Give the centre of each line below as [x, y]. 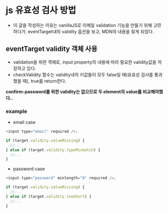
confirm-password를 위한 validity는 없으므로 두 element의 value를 [74, 92]
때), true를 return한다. [45, 81]
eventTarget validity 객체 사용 [52, 49]
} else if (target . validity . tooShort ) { [49, 196]
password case [29, 169]
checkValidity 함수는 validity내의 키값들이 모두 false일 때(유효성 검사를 [83, 75]
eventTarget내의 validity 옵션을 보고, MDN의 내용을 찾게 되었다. [91, 31]
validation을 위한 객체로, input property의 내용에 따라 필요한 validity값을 [85, 62]
